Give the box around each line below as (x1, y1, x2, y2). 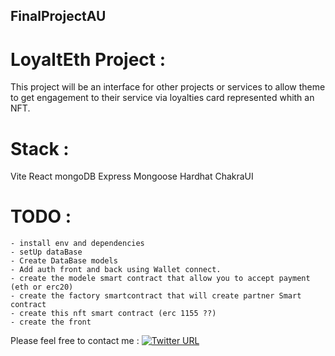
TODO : (10, 205, 72, 228)
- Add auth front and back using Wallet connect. (10, 265, 222, 275)
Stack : (10, 137, 70, 160)
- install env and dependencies (10, 239, 145, 249)
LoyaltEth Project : (10, 48, 167, 71)
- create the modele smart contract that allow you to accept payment (10, 274, 311, 284)
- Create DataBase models (10, 256, 118, 266)
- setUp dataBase (10, 247, 83, 258)
